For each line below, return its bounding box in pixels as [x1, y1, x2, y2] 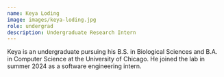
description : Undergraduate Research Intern [7, 29, 136, 36]
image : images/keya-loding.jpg [7, 16, 97, 23]
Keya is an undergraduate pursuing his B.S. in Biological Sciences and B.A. [7, 48, 218, 56]
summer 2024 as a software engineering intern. [7, 62, 142, 70]
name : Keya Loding [7, 10, 60, 17]
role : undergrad [7, 22, 53, 29]
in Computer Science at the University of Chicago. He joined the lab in [7, 55, 206, 63]
